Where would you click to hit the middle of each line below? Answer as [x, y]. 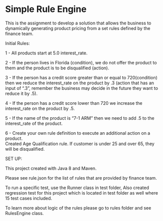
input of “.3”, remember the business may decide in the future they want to [82, 88]
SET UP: [14, 159]
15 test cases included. [29, 198]
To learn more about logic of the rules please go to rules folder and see [78, 208]
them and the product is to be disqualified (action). [57, 68]
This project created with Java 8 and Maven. [51, 168]
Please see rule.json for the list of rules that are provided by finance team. [81, 178]
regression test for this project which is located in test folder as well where [82, 193]
